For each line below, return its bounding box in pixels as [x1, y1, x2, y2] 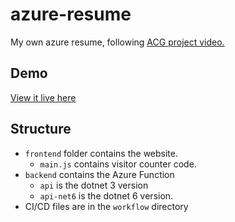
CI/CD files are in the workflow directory [24, 200, 189, 212]
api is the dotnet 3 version [39, 179, 149, 191]
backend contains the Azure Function [24, 168, 175, 180]
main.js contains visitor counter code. [39, 158, 197, 170]
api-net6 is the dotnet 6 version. [39, 189, 174, 202]
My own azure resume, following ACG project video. [10, 36, 225, 48]
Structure [10, 121, 72, 138]
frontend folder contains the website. [24, 147, 178, 159]
